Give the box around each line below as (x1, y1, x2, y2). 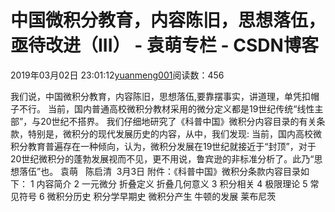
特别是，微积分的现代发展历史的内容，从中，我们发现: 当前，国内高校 (27, 127, 313, 140)
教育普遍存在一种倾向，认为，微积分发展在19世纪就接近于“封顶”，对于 (27, 140, 317, 152)
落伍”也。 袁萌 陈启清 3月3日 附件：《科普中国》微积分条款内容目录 (18, 165, 302, 177)
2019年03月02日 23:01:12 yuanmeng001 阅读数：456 (10, 69, 225, 81)
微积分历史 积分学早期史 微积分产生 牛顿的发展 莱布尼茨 (46, 190, 277, 202)
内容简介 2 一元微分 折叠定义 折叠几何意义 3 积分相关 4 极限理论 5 (36, 177, 308, 190)
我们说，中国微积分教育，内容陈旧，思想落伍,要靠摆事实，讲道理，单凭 (10, 90, 303, 102)
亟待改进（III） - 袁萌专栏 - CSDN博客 (10, 34, 319, 57)
